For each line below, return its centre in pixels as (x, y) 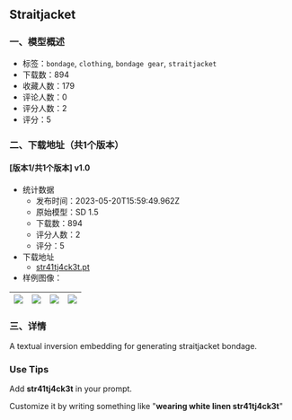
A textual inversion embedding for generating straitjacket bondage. (133, 346)
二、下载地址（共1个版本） (66, 144)
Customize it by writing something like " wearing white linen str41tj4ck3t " (146, 407)
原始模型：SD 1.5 (67, 212)
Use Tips (29, 370)
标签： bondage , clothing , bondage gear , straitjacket (119, 63)
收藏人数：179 (48, 85)
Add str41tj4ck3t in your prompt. (71, 389)
